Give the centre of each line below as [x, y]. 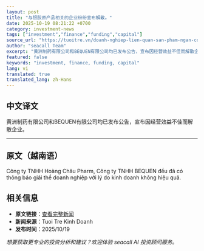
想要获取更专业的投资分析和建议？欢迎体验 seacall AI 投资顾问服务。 [92, 242]
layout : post [23, 12]
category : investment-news [40, 29]
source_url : [21, 40]
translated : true [28, 74]
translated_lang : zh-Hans [39, 80]
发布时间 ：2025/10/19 [42, 229]
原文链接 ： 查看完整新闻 [44, 214]
